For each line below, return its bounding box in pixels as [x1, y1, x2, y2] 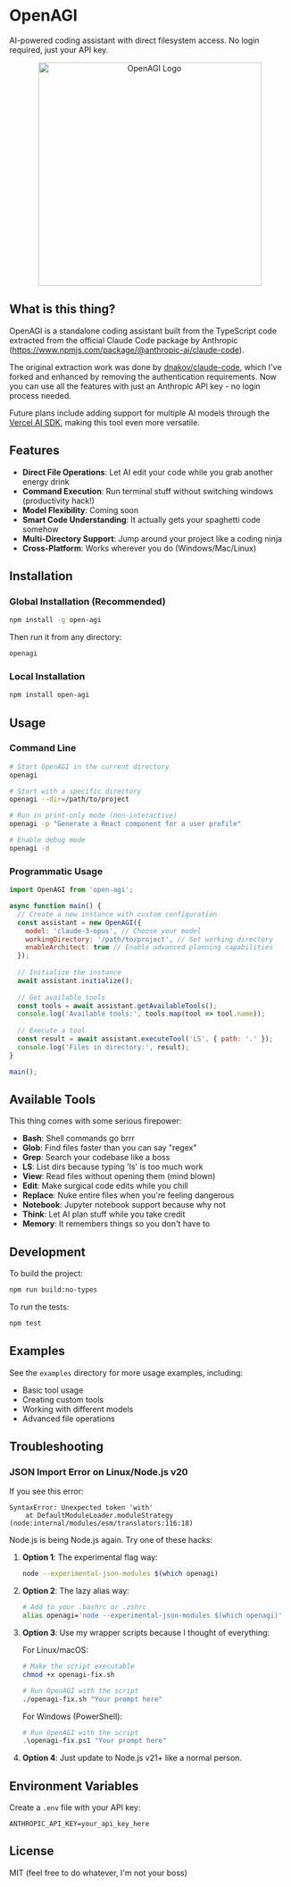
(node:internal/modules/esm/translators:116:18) [9, 1519, 194, 1529]
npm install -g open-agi [9, 616, 102, 625]
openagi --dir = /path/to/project [9, 795, 129, 805]
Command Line [9, 742, 77, 754]
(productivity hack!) [21, 495, 96, 506]
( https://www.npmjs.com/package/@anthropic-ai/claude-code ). [9, 344, 245, 355]
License [9, 1843, 54, 1859]
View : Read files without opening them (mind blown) [21, 1171, 216, 1182]
